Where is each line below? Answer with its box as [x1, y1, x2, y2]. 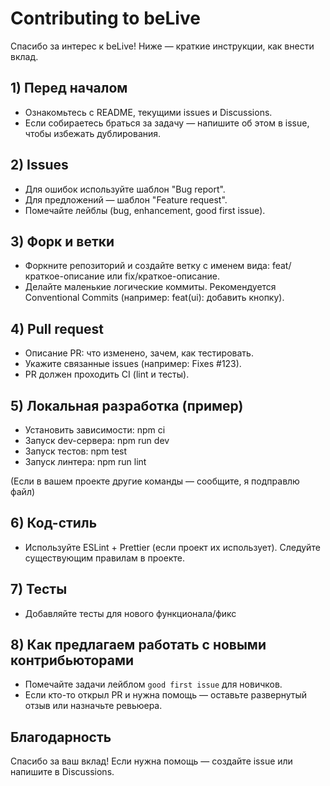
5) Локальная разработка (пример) [10, 397, 244, 414]
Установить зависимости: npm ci [24, 424, 166, 436]
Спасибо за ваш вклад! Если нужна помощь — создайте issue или [10, 755, 293, 767]
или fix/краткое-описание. [106, 270, 221, 282]
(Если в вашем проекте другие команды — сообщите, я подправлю [10, 475, 300, 487]
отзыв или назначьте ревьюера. [24, 700, 163, 712]
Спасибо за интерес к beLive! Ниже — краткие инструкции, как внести [10, 40, 315, 52]
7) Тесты [10, 581, 68, 598]
